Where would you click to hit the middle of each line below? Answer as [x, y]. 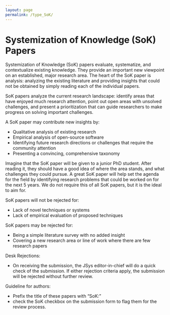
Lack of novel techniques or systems [51, 210]
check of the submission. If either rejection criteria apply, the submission [89, 271]
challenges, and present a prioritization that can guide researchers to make [84, 107]
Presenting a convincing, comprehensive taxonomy [66, 153]
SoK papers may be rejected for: [39, 225]
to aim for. [16, 191]
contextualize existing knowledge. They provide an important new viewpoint [85, 70]
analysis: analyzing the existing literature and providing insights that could [82, 81]
